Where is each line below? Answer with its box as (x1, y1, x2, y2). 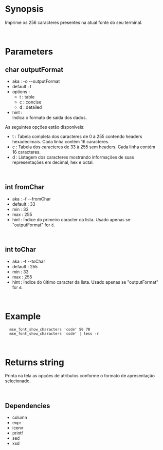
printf (12, 430, 23, 436)
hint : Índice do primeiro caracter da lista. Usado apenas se (12, 216, 130, 222)
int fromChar (5, 183, 45, 191)
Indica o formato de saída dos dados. (12, 115, 87, 120)
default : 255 (12, 263, 38, 269)
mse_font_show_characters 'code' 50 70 (9, 327, 91, 332)
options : (12, 89, 30, 95)
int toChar (5, 245, 36, 254)
